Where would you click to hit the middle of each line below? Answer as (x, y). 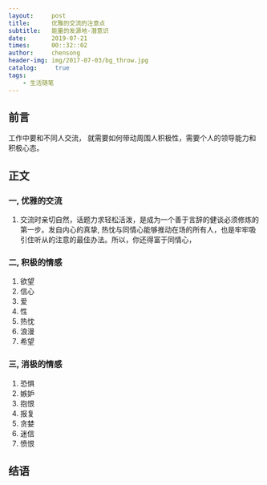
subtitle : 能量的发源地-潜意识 (59, 30)
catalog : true (39, 68)
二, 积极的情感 (35, 262)
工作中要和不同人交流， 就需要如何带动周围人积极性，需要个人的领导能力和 (132, 138)
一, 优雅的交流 (35, 200)
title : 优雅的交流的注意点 (57, 23)
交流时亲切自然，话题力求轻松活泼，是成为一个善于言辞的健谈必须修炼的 (139, 220)
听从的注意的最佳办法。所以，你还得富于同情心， (115, 240)
